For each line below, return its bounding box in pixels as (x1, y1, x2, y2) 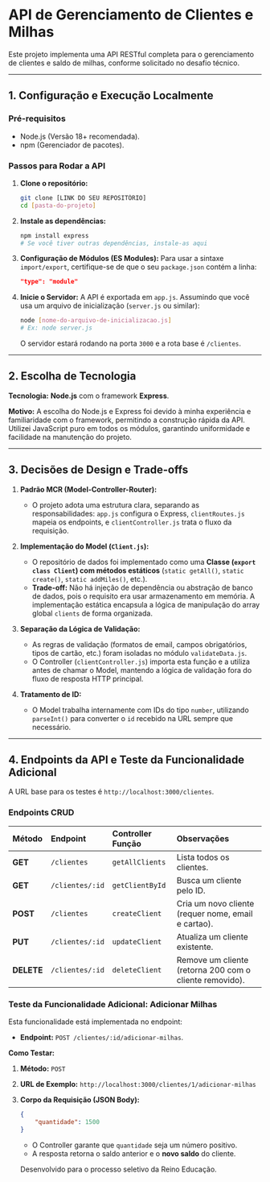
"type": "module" (19, 278, 79, 286)
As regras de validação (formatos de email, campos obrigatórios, (31, 639, 247, 649)
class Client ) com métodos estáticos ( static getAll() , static (31, 566, 244, 575)
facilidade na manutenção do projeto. (8, 432, 133, 442)
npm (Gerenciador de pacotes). (19, 139, 125, 150)
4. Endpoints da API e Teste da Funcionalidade (8, 753, 245, 767)
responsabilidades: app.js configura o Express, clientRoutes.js (31, 508, 245, 518)
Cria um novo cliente (176, 898, 255, 909)
